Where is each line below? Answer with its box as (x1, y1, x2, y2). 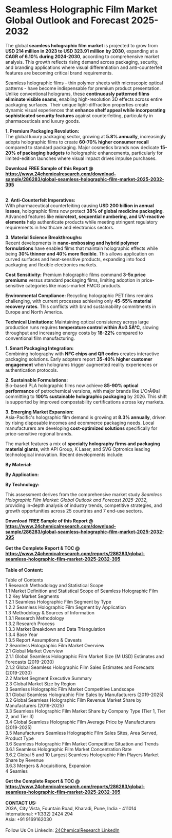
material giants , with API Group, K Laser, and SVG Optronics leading (5, 446, 150, 452)
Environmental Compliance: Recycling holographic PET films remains (5, 292, 154, 299)
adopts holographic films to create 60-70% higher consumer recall (5, 139, 149, 145)
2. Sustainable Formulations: (5, 377, 68, 383)
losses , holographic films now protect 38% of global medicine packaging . (5, 208, 164, 214)
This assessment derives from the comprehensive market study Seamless (5, 491, 162, 497)
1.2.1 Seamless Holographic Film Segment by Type (5, 598, 111, 605)
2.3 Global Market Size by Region (5, 680, 76, 687)
